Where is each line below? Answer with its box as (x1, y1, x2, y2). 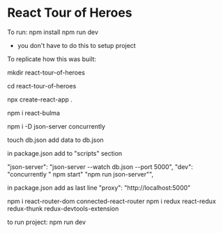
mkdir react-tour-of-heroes (7, 68, 86, 77)
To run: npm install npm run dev (7, 28, 99, 36)
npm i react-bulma (7, 109, 61, 117)
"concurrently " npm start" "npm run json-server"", (7, 170, 154, 178)
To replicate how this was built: (7, 54, 96, 63)
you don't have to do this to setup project (17, 41, 136, 49)
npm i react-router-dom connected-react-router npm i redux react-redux (7, 197, 216, 205)
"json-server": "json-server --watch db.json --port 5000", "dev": (7, 162, 193, 171)
